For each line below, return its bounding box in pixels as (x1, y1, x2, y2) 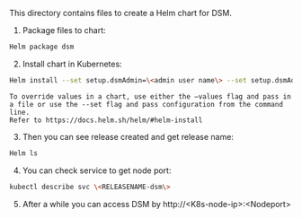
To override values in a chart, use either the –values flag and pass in (9, 92, 292, 101)
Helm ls (9, 148, 39, 158)
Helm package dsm (9, 42, 75, 51)
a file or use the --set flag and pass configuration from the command (9, 100, 283, 109)
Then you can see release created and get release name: (22, 131, 234, 142)
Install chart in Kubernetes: (22, 58, 123, 69)
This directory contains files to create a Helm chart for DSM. (9, 8, 232, 18)
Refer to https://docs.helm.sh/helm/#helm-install (9, 116, 203, 125)
